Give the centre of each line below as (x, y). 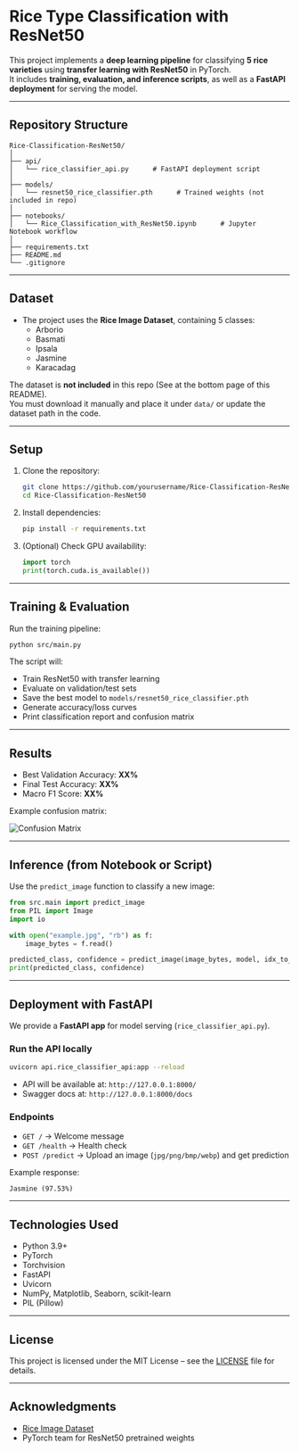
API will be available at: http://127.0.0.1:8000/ (109, 1084)
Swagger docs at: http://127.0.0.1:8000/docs (107, 1094)
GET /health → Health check (74, 1146)
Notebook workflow (43, 231)
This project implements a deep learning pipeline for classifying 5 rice (139, 60)
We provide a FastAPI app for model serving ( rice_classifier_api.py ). (140, 1025)
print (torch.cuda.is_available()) (86, 570)
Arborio (49, 329)
